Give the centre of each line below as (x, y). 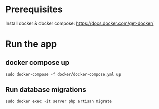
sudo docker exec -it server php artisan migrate (59, 101)
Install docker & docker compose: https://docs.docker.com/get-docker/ (79, 23)
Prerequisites (34, 9)
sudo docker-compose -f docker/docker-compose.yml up (63, 74)
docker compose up (37, 63)
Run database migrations (46, 90)
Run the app (31, 44)
